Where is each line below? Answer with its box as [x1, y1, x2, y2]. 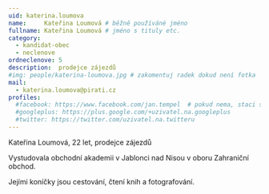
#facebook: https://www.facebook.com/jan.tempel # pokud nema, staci [15, 101, 256, 109]
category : [8, 34, 42, 42]
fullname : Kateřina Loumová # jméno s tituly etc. [8, 26, 181, 34]
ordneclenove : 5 [8, 57, 62, 65]
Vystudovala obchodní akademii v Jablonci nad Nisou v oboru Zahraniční [8, 152, 250, 162]
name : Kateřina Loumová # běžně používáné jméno [8, 19, 188, 27]
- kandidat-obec [15, 42, 70, 49]
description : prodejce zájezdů [8, 64, 116, 72]
